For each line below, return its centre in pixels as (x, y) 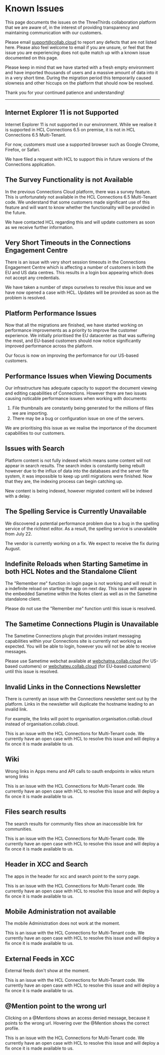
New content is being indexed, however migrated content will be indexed (79, 491)
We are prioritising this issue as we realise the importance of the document (81, 428)
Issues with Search (35, 448)
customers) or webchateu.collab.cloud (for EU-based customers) (85, 666)
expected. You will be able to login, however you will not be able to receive (81, 646)
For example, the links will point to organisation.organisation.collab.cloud (79, 719)
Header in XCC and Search (47, 865)
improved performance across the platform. (49, 346)
